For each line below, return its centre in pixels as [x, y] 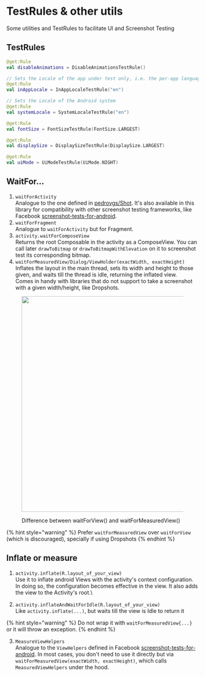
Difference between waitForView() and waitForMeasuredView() [101, 520]
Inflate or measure [42, 558]
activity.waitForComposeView [52, 236]
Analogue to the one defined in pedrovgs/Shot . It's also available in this [105, 203]
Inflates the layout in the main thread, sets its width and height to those [104, 268]
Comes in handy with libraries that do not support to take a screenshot [104, 281]
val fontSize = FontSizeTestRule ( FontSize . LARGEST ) [73, 129]
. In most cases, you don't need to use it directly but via [104, 654]
